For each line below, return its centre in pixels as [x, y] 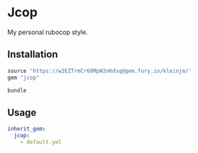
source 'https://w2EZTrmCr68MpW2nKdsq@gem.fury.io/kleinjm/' [100, 71]
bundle [17, 90]
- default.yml [41, 142]
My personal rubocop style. [48, 32]
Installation [33, 54]
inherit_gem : [27, 129]
